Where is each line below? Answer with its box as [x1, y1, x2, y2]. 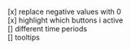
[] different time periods [7, 24, 87, 33]
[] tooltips [7, 32, 40, 42]
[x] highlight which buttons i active [7, 15, 124, 25]
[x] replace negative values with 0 [7, 7, 121, 16]
